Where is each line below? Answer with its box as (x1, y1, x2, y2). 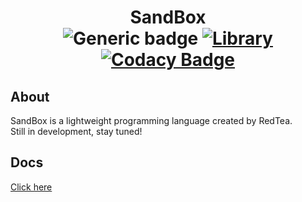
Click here (10, 181, 53, 193)
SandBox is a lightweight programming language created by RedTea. (10, 115, 293, 126)
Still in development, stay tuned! (10, 126, 143, 137)
